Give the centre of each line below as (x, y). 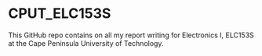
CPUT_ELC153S (60, 14)
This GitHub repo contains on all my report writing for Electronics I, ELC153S (131, 35)
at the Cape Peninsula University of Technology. (86, 43)
